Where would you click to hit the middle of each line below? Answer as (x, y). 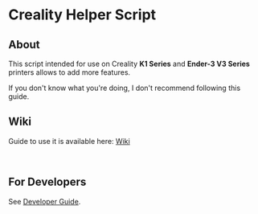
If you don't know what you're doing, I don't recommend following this (125, 88)
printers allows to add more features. (70, 72)
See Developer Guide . (45, 201)
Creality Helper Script (82, 15)
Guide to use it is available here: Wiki (69, 141)
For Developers (47, 182)
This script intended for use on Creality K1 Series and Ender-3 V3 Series (129, 64)
